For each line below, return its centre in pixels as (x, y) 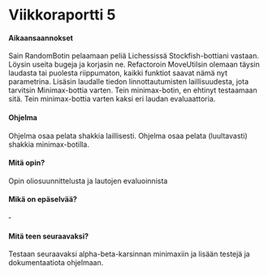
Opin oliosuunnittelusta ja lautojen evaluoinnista (88, 181)
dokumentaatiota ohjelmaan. (56, 263)
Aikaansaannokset (41, 37)
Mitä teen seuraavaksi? (49, 236)
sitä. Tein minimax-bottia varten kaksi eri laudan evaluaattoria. (112, 99)
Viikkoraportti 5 (62, 15)
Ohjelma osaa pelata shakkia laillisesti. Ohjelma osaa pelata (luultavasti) (128, 135)
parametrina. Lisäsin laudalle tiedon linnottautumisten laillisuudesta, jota (129, 82)
